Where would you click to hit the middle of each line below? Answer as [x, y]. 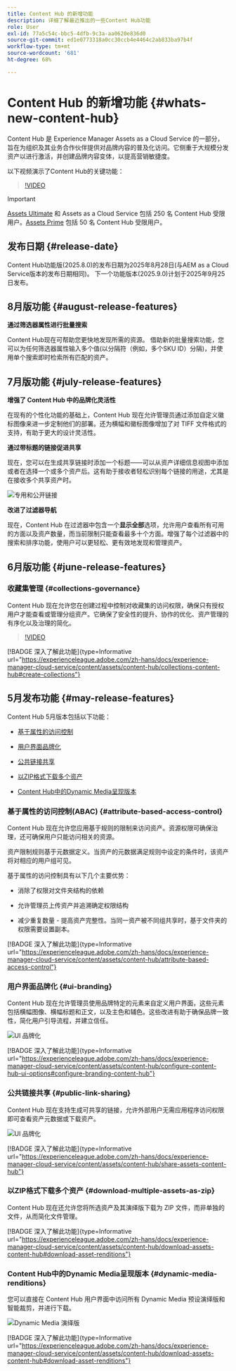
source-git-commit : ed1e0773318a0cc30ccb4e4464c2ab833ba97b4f [100, 40]
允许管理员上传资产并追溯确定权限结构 [73, 905]
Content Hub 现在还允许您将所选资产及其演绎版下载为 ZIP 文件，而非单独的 [116, 1207]
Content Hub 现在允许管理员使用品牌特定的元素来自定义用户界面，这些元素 [116, 1003]
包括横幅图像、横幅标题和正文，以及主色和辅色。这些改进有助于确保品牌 [112, 1012]
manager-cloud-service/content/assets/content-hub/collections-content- [114, 666]
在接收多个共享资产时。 [41, 480]
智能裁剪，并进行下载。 [41, 1308]
